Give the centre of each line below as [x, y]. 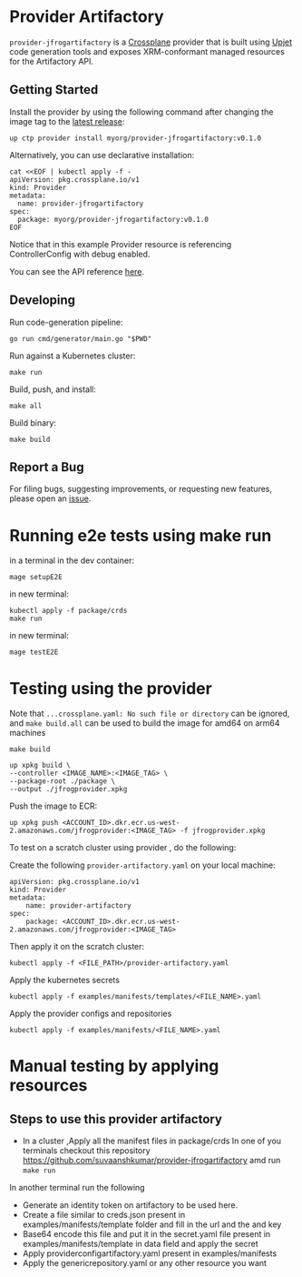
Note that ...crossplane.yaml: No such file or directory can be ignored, [150, 714]
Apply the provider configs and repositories [91, 1014]
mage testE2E [34, 652]
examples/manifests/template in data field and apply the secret [140, 1244]
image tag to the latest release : [67, 121]
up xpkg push [34, 823]
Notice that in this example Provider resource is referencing [121, 244]
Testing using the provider [111, 688]
